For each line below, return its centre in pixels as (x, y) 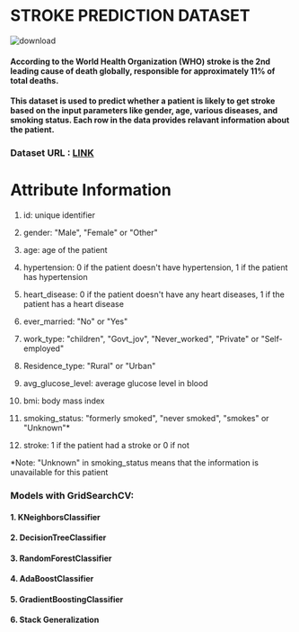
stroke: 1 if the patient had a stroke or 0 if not (106, 445)
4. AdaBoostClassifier (52, 579)
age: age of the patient (65, 249)
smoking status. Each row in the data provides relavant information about (150, 120)
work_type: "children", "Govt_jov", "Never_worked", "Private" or (141, 339)
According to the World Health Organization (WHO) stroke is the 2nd (141, 61)
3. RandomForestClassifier (61, 558)
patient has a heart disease (74, 303)
